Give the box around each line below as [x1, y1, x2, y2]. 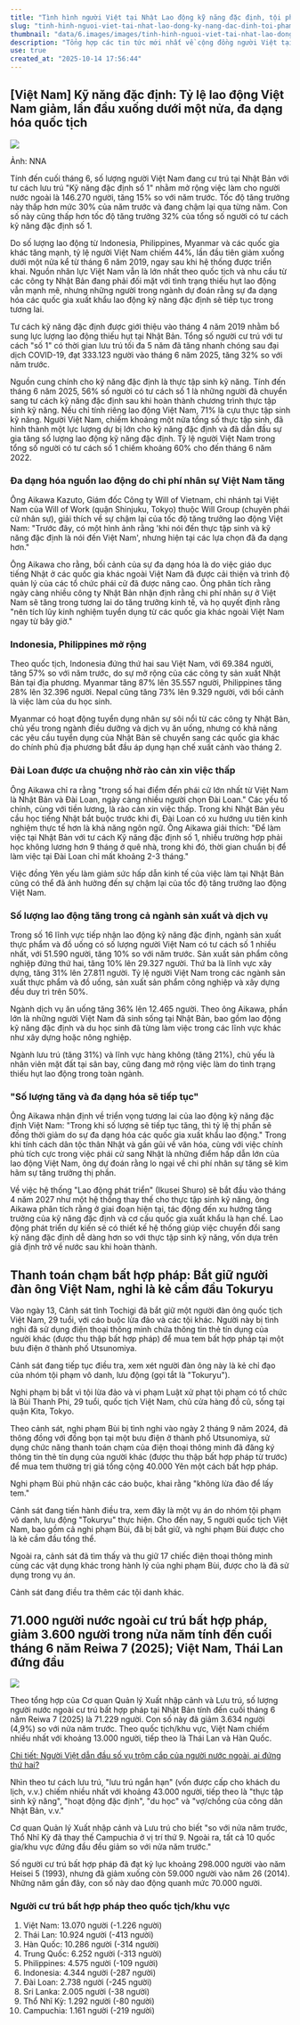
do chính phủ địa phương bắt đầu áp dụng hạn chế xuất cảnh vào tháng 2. [10, 742, 282, 753]
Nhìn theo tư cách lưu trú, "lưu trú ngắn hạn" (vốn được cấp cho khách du [10, 1776, 280, 1787]
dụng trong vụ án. [10, 1570, 76, 1580]
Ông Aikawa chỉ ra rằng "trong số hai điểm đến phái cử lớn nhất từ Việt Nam [10, 784, 288, 795]
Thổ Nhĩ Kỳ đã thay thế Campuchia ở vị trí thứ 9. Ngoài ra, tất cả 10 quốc [10, 1832, 275, 1842]
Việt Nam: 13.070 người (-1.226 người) [22, 1920, 163, 1931]
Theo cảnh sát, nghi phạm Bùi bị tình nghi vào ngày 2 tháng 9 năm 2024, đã [10, 1423, 288, 1434]
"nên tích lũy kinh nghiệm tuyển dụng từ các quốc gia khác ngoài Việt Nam [10, 607, 285, 618]
